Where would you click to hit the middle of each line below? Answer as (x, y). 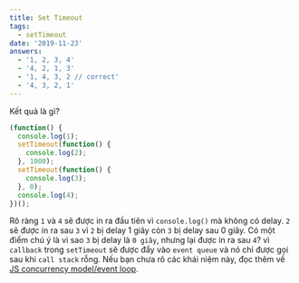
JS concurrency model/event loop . (74, 269)
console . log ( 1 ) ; (48, 136)
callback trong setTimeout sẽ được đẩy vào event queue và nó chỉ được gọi (149, 249)
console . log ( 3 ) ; (57, 178)
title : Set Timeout (46, 18)
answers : (26, 52)
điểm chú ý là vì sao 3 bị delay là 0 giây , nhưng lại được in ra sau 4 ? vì (140, 240)
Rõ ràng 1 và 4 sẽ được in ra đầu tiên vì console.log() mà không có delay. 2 (150, 221)
